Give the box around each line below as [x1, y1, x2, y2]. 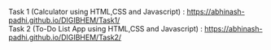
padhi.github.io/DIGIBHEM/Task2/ [8, 32, 122, 42]
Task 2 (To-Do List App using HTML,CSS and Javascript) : [8, 24, 203, 33]
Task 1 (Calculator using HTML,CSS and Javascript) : [8, 7, 186, 16]
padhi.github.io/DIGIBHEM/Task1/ [8, 15, 120, 25]
